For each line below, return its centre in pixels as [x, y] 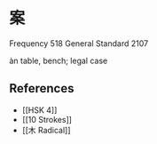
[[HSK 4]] [39, 110]
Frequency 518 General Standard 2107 [79, 43]
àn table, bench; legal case [59, 60]
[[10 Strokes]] [47, 119]
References [42, 88]
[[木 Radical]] [46, 130]
